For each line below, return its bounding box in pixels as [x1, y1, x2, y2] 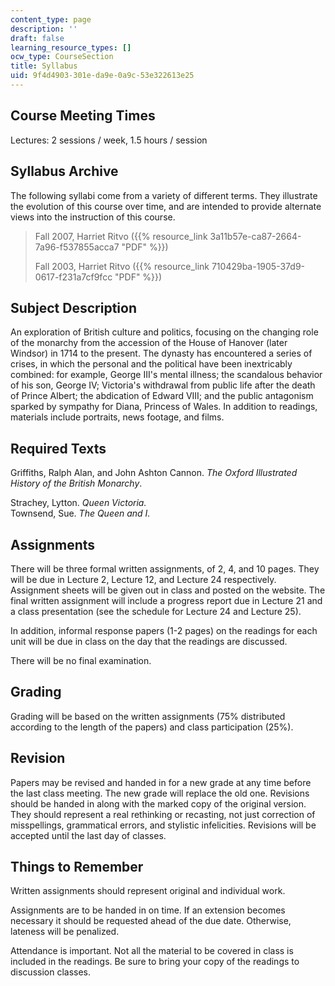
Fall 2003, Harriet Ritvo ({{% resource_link [34, 260, 210, 272]
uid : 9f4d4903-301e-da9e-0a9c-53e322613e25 [10, 71, 195, 81]
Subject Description [10, 299, 137, 316]
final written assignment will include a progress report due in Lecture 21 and [10, 594, 323, 606]
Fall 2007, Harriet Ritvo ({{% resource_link [34, 230, 208, 242]
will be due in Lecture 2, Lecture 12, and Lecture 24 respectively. [10, 573, 277, 585]
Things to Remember [10, 858, 144, 875]
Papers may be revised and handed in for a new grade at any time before [10, 776, 312, 788]
